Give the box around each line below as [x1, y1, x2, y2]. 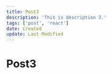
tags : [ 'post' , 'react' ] [6, 20, 69, 26]
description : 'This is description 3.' [6, 14, 107, 20]
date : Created [6, 25, 42, 32]
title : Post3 [6, 8, 39, 15]
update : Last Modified [6, 31, 64, 37]
